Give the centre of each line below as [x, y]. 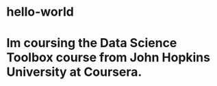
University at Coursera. [74, 72]
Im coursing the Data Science [92, 43]
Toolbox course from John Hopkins [108, 58]
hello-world [40, 12]
